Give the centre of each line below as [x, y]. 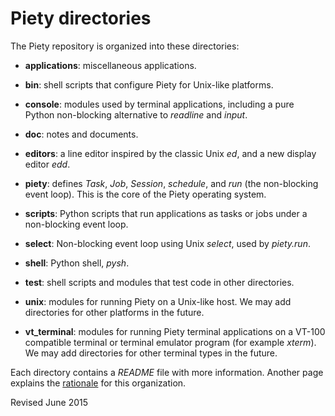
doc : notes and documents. [81, 134]
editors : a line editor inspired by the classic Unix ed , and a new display [170, 153]
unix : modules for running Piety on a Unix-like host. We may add [158, 301]
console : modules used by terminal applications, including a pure [159, 104]
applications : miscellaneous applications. [110, 65]
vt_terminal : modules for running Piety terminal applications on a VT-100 [175, 331]
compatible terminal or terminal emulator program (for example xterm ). [170, 342]
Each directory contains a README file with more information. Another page [167, 372]
